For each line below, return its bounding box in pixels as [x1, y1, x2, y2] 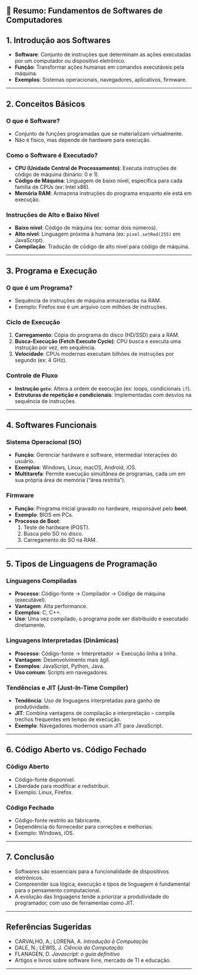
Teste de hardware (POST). [23, 523, 90, 530]
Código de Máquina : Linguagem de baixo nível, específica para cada [14, 177, 183, 184]
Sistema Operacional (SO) [6, 438, 82, 446]
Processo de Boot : [14, 517, 61, 524]
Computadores [6, 15, 63, 25]
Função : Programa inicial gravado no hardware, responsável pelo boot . [14, 504, 188, 512]
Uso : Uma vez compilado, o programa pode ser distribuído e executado [14, 615, 189, 622]
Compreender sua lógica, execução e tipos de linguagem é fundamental [14, 880, 190, 887]
